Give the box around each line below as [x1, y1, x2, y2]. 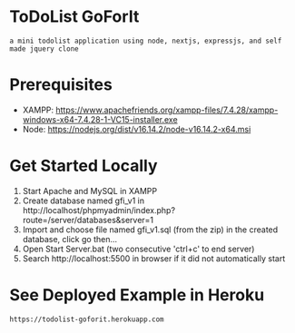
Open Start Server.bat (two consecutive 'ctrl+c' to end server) [22, 243, 255, 254]
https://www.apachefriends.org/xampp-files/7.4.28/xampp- [55, 104, 279, 115]
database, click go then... [22, 233, 118, 244]
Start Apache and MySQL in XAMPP [22, 185, 158, 196]
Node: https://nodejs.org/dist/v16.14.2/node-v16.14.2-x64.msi [22, 123, 251, 134]
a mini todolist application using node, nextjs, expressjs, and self [9, 36, 282, 45]
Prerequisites [9, 74, 113, 95]
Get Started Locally [9, 156, 158, 176]
